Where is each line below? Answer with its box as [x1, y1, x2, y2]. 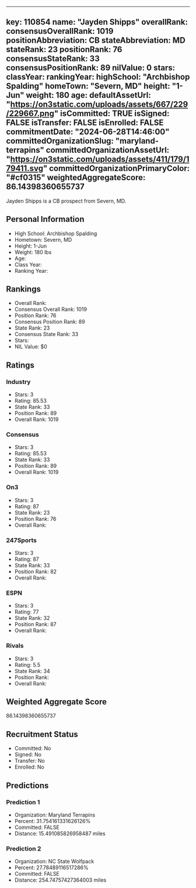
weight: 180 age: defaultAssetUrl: [26, 90, 151, 100]
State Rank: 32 [14, 615, 50, 622]
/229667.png [6, 109, 54, 119]
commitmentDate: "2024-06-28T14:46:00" [6, 127, 170, 137]
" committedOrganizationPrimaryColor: [43, 163, 190, 173]
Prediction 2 [6, 844, 41, 852]
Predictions [6, 780, 49, 790]
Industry [6, 378, 31, 386]
